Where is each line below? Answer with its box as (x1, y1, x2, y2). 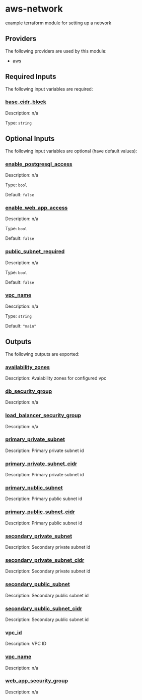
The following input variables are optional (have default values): (5, 148, 137, 154)
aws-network (5, 3, 63, 15)
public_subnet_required (5, 248, 65, 255)
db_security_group (5, 388, 52, 395)
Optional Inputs (5, 135, 55, 143)
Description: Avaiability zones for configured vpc (5, 375, 107, 381)
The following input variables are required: (5, 86, 93, 92)
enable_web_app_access (5, 204, 68, 211)
